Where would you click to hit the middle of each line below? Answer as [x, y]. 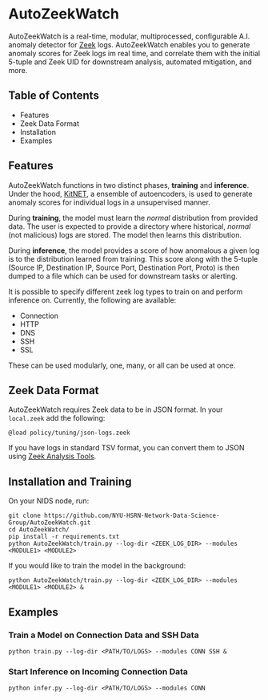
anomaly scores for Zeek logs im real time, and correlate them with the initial [134, 53]
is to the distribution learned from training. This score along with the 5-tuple [133, 258]
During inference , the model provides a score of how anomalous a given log [134, 250]
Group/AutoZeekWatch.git [50, 523]
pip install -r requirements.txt [64, 537]
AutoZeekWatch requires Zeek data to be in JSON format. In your [116, 409]
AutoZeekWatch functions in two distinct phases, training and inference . [129, 185]
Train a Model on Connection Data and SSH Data [104, 635]
